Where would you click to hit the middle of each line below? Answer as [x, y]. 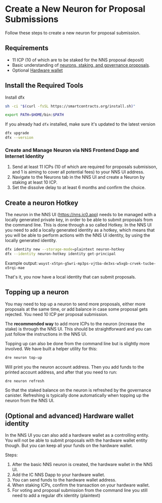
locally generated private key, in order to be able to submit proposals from [79, 220]
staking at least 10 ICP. [35, 182]
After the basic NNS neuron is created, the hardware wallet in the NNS [82, 465]
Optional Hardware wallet [37, 70]
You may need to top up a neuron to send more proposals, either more [75, 304]
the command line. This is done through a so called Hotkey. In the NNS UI [78, 225]
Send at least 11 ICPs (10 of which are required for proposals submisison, [85, 167]
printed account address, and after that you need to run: [61, 372]
